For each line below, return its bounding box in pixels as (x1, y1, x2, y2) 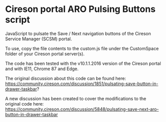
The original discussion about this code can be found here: (5, 75, 126, 81)
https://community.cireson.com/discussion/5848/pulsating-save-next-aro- (5, 106, 159, 112)
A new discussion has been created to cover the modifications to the (5, 96, 147, 102)
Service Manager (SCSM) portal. (5, 36, 72, 42)
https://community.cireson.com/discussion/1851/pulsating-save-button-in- (5, 81, 159, 87)
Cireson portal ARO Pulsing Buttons (5, 3, 156, 15)
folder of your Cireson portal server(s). (5, 51, 85, 57)
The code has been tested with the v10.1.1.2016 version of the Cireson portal (5, 60, 161, 66)
